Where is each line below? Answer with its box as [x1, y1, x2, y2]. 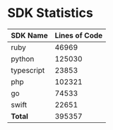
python [11, 54, 35, 64]
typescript [11, 65, 45, 75]
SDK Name [11, 30, 48, 40]
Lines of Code [54, 30, 103, 40]
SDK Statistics [7, 5, 93, 21]
